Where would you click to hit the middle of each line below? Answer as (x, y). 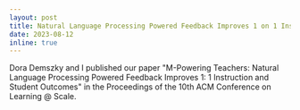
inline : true (33, 42)
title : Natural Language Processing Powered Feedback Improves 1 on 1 (143, 26)
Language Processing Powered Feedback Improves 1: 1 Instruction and (139, 78)
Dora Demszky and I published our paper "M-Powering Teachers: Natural (144, 68)
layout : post (33, 17)
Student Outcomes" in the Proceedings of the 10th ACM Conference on (140, 87)
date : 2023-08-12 (42, 34)
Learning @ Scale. (43, 97)
